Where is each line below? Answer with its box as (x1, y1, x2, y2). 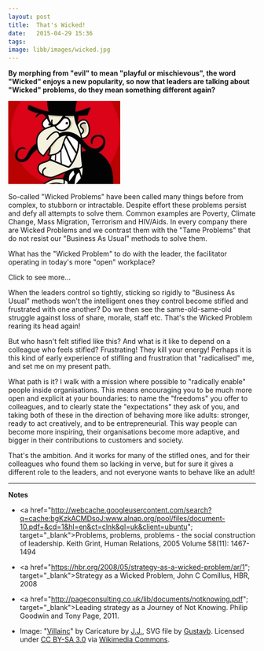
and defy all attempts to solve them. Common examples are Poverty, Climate (8, 209, 256, 218)
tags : (8, 38, 26, 46)
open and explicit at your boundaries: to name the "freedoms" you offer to (8, 394, 248, 403)
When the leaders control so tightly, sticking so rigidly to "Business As (8, 288, 236, 298)
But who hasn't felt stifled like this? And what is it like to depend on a (8, 337, 231, 346)
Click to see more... (8, 272, 71, 283)
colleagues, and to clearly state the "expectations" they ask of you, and (8, 402, 240, 412)
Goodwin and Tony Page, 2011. (19, 611, 119, 621)
